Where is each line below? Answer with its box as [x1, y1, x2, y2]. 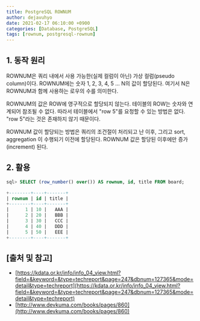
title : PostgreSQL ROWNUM [6, 8, 71, 15]
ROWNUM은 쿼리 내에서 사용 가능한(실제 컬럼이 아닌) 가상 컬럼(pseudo [6, 72, 175, 79]
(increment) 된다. [6, 143, 48, 150]
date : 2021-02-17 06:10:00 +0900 [6, 20, 90, 26]
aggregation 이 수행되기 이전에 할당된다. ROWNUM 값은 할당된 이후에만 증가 [6, 135, 189, 142]
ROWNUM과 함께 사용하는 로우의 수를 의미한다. [6, 87, 119, 94]
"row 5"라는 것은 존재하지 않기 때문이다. [6, 115, 101, 122]
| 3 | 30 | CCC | [6, 218, 69, 224]
